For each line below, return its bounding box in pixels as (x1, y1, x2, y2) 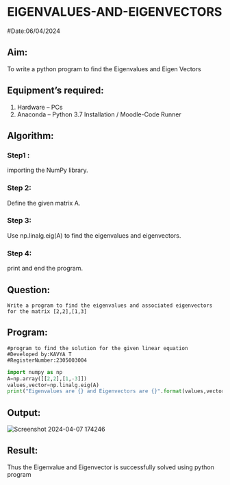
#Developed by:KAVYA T (7, 351, 72, 358)
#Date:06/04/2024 (7, 27, 60, 35)
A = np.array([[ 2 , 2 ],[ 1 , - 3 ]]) (7, 375, 88, 382)
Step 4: (7, 248, 32, 258)
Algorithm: (7, 129, 54, 141)
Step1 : (7, 150, 30, 160)
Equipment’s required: (7, 85, 104, 97)
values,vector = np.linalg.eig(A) (7, 382, 99, 388)
